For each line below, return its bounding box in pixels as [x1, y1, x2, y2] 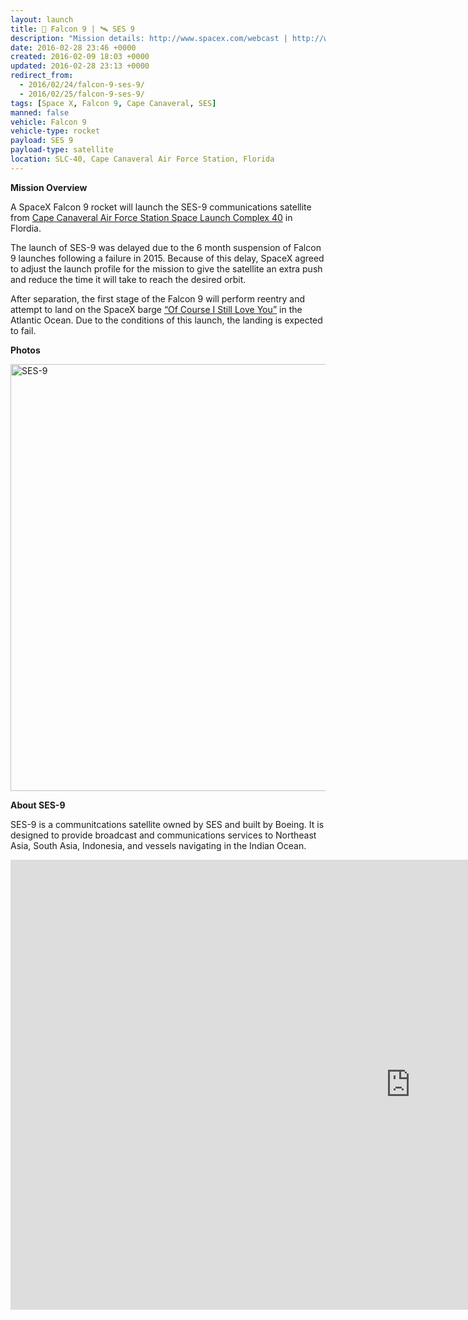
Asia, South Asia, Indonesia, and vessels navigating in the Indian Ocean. [10, 839, 307, 851]
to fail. [10, 324, 37, 336]
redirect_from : [10, 71, 74, 81]
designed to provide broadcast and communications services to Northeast [10, 829, 317, 841]
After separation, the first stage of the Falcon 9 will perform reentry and [10, 292, 306, 305]
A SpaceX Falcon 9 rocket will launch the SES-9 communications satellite [10, 201, 312, 213]
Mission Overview [10, 181, 88, 193]
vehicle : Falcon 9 [10, 117, 87, 127]
